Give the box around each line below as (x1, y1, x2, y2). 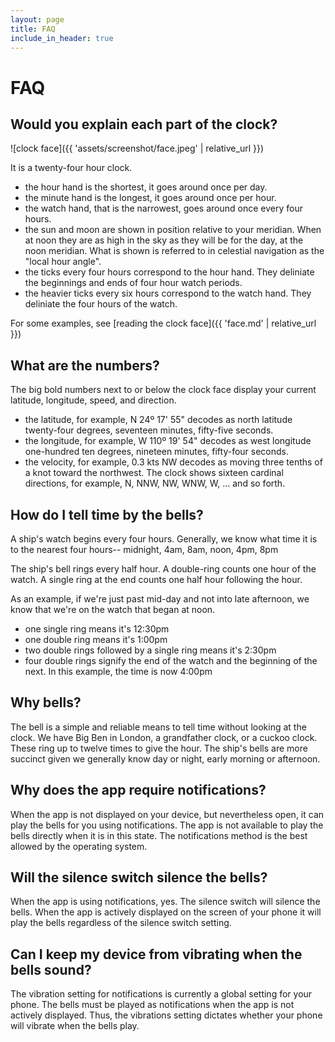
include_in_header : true (10, 33, 114, 43)
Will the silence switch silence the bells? (10, 869, 268, 886)
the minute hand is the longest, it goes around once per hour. (24, 192, 277, 204)
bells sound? (10, 961, 92, 978)
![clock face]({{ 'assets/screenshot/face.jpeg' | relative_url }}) (10, 142, 265, 155)
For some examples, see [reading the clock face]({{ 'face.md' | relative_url (10, 317, 317, 330)
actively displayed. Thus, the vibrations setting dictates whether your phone (10, 1009, 323, 1021)
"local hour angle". (24, 256, 102, 268)
